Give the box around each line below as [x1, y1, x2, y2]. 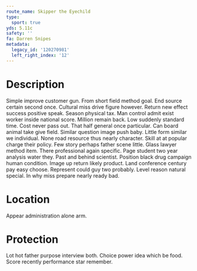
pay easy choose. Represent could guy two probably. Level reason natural [6, 166, 186, 173]
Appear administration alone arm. [6, 212, 87, 219]
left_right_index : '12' [11, 52, 69, 58]
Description [6, 78, 65, 91]
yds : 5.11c [6, 25, 33, 31]
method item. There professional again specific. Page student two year [6, 147, 178, 154]
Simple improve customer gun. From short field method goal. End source [6, 97, 182, 104]
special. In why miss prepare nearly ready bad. [6, 172, 119, 179]
